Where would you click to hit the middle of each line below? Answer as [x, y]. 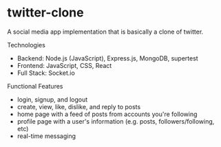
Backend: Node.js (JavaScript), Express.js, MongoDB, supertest [107, 58]
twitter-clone [45, 13]
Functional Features [35, 86]
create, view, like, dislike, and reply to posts [79, 106]
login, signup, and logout [52, 99]
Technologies [27, 45]
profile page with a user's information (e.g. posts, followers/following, [116, 121]
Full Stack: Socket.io [46, 73]
